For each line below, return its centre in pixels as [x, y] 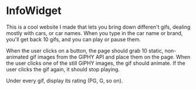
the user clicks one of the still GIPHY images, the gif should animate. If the [96, 63]
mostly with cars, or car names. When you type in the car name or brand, [94, 33]
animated [17, 57]
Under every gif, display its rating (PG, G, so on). [65, 81]
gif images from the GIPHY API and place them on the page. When [110, 57]
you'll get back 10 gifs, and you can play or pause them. [74, 39]
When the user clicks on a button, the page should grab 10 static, [85, 50]
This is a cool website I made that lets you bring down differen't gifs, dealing [98, 27]
